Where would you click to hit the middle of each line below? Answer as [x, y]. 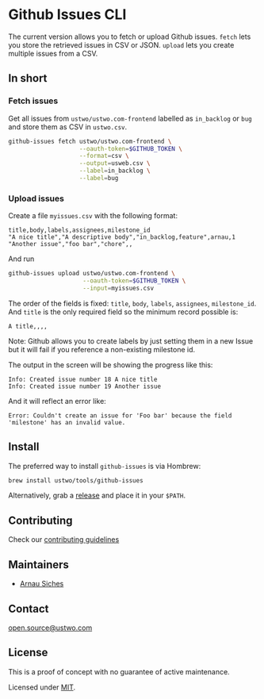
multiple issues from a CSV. [53, 53]
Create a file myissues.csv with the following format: [93, 216]
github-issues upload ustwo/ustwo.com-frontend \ [92, 274]
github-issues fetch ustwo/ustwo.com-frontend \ [90, 141]
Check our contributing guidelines [64, 540]
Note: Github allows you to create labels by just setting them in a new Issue [131, 341]
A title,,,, [28, 326]
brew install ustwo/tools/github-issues [76, 480]
